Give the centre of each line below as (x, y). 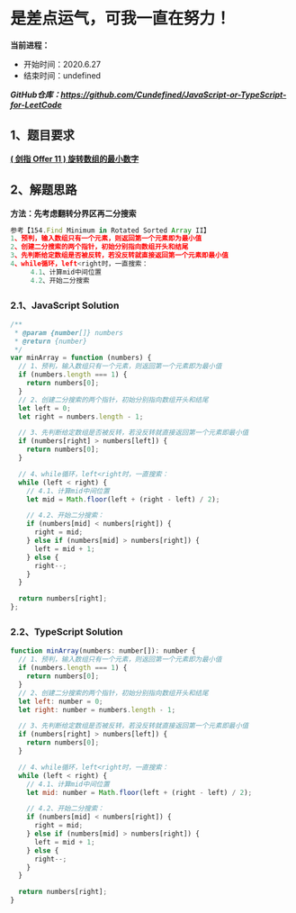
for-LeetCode (36, 104)
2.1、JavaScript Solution (65, 305)
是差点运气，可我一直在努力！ (121, 18)
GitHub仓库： (36, 95)
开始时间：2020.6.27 (62, 64)
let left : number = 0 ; (61, 701)
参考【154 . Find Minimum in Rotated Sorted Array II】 (110, 231)
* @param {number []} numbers (69, 333)
